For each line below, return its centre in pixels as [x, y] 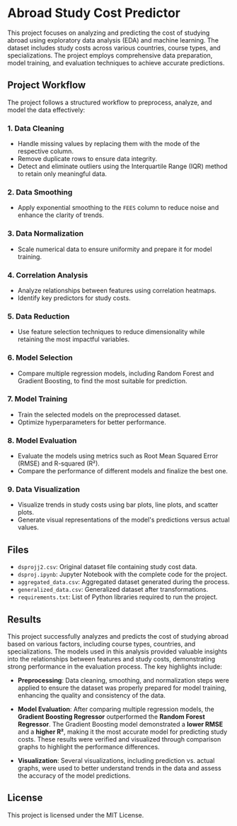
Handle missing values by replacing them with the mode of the [109, 144]
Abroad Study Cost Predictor [94, 13]
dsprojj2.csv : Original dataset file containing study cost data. [107, 567]
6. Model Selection [40, 358]
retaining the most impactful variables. [73, 339]
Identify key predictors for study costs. [74, 298]
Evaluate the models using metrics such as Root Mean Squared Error [118, 456]
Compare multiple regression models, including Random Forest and [116, 373]
